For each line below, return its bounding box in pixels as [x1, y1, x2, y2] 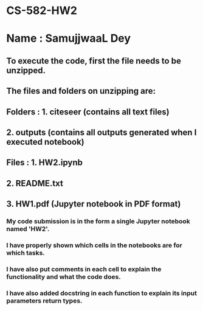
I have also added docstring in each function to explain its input [6, 288, 198, 297]
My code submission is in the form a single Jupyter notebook [6, 217, 190, 226]
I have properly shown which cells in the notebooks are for [6, 241, 182, 250]
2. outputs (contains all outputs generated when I [6, 127, 197, 138]
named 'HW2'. [6, 225, 50, 233]
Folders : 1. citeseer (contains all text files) [6, 107, 170, 117]
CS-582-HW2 [6, 4, 78, 18]
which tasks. [6, 248, 46, 257]
